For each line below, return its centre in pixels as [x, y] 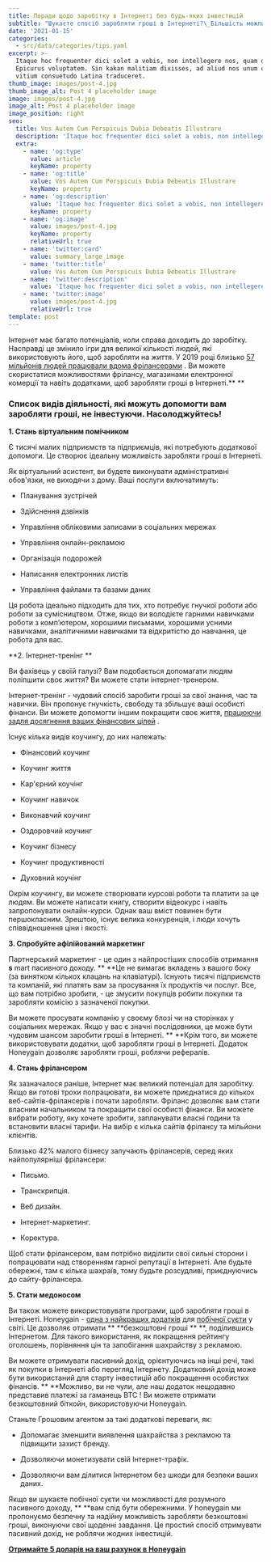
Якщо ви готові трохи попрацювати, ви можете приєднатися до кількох [131, 1092]
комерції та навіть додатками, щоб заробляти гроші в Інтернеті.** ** [127, 383]
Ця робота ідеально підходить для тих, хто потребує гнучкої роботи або [133, 605]
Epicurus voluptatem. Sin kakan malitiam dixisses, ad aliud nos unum [137, 69]
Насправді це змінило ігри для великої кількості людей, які [110, 348]
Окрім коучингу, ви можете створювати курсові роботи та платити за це [134, 893]
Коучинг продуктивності [62, 861]
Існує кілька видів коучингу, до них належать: [88, 736]
